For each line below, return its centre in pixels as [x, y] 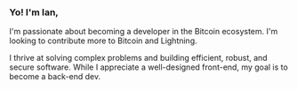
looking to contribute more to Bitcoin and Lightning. [103, 41]
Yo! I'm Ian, [34, 12]
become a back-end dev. [55, 77]
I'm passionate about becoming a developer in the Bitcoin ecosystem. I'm [144, 32]
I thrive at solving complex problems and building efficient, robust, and [139, 58]
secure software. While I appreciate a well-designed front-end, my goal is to [149, 67]
